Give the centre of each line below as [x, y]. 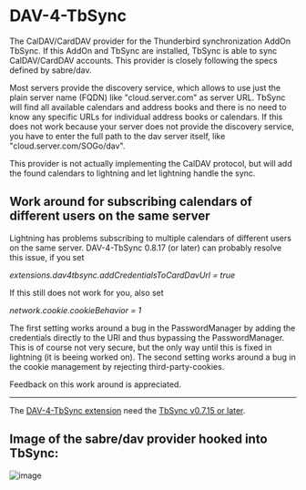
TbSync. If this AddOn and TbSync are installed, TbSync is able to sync [143, 50]
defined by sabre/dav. [51, 70]
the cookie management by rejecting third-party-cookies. [117, 366]
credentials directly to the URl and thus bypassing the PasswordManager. [147, 337]
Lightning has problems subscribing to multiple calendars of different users [150, 238]
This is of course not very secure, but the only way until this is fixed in [141, 347]
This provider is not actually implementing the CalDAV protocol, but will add [151, 163]
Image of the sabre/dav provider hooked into [138, 439]
